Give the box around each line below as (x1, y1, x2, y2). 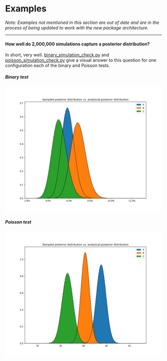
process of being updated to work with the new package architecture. (5, 24, 149, 30)
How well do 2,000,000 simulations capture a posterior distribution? (5, 41, 150, 47)
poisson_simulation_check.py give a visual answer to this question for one (5, 57, 157, 63)
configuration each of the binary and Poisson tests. (5, 63, 110, 69)
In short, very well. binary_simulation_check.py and (5, 52, 109, 58)
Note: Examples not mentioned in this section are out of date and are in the (5, 19, 160, 25)
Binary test (5, 74, 29, 80)
